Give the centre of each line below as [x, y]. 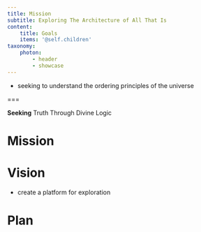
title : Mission [29, 14]
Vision [26, 173]
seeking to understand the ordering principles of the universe [105, 85]
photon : [31, 53]
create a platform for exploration [64, 192]
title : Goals [39, 33]
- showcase [48, 66]
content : [20, 27]
